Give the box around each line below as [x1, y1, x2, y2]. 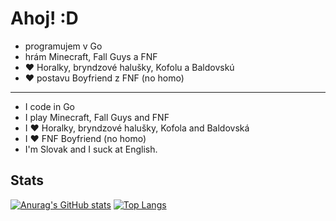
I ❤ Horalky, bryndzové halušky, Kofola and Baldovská [24, 122, 250, 134]
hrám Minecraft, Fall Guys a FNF [24, 50, 158, 62]
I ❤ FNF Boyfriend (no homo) [24, 132, 147, 144]
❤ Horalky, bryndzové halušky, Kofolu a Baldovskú [24, 61, 235, 73]
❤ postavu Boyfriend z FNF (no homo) [24, 72, 185, 84]
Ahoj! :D [10, 7, 79, 30]
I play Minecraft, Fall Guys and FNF [24, 111, 170, 123]
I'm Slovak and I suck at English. [24, 143, 158, 155]
